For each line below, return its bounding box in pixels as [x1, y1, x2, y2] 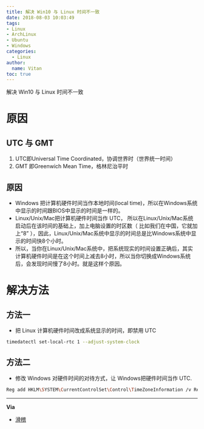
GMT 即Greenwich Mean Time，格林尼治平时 [15, 163, 129, 170]
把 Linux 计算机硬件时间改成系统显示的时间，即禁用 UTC [15, 327, 157, 334]
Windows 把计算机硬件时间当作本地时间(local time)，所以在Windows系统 [15, 200, 198, 207]
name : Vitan [12, 65, 42, 72]
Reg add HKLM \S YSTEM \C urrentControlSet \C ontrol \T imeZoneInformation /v [6, 387, 191, 393]
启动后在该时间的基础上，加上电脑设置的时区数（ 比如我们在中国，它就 [15, 222, 192, 229]
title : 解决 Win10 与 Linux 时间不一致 [6, 8, 100, 15]
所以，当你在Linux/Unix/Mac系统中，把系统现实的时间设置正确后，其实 [15, 245, 193, 252]
